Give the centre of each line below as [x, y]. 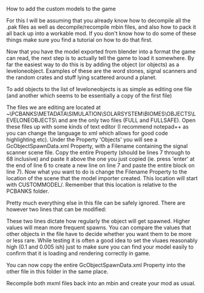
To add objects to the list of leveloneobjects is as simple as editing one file [99, 89]
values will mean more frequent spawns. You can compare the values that [99, 227]
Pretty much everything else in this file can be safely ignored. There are [96, 203]
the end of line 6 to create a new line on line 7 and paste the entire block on [101, 165]
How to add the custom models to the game [61, 9]
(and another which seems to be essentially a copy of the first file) [89, 96]
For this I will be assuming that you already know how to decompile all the [99, 20]
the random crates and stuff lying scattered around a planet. [82, 77]
